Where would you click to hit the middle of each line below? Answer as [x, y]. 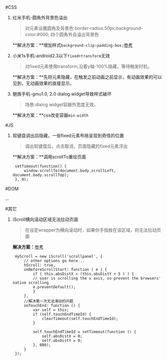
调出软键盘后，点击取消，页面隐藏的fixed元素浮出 [76, 146]
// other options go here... [54, 261]
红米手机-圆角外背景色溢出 [40, 18]
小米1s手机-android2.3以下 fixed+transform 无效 [61, 56]
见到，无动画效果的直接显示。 [43, 83]
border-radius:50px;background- [109, 28]
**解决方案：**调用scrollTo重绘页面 [49, 157]
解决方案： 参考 [28, 247]
